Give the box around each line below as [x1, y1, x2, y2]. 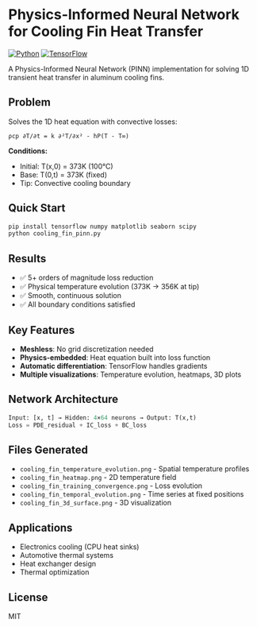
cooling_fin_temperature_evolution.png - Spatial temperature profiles [19, 464, 250, 474]
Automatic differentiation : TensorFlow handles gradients [19, 361, 208, 370]
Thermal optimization [19, 567, 90, 577]
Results [8, 252, 47, 265]
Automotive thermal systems [19, 551, 113, 560]
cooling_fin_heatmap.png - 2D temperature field [19, 473, 177, 482]
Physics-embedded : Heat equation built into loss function [19, 352, 211, 362]
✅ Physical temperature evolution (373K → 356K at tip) [19, 282, 200, 292]
